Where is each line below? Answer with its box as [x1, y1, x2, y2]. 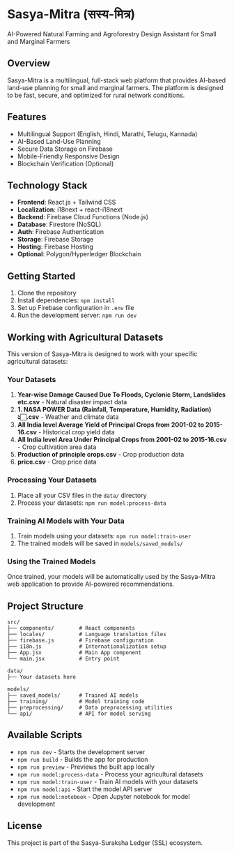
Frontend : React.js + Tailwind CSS [17, 198, 116, 207]
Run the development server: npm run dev [17, 311, 137, 320]
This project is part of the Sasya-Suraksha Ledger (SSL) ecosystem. [7, 838, 203, 847]
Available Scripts [7, 729, 82, 741]
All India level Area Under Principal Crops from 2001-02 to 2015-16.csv [17, 436, 227, 444]
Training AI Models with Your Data [7, 516, 125, 526]
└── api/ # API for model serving [7, 710, 151, 717]
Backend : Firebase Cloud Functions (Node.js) [17, 213, 148, 221]
